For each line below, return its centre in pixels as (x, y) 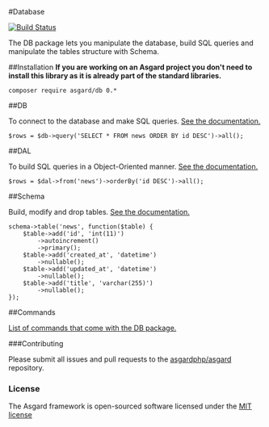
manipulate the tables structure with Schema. (84, 51)
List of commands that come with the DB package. (92, 328)
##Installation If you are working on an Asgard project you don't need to (130, 67)
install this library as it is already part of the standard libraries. (115, 75)
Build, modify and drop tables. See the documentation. (99, 212)
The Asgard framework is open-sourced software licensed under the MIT (130, 406)
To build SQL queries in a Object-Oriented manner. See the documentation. (133, 166)
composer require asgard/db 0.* (63, 90)
